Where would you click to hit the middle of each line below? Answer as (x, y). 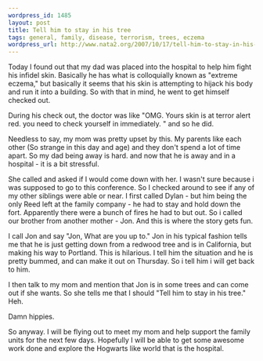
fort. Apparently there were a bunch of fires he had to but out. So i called (125, 213)
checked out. (29, 100)
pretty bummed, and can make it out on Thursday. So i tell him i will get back (131, 261)
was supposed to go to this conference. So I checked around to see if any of (131, 188)
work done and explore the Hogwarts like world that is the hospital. (116, 348)
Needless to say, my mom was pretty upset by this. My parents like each (125, 139)
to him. (19, 270)
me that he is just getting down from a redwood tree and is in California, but (130, 245)
